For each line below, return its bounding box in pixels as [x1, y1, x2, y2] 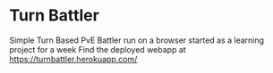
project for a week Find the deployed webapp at [9, 44, 186, 54]
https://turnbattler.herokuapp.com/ [9, 53, 138, 64]
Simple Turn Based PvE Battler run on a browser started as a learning [9, 35, 265, 45]
